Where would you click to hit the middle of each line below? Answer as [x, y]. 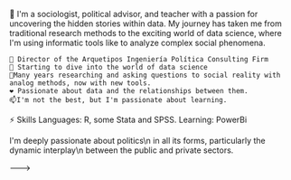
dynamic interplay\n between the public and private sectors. [122, 150]
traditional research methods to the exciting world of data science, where [145, 33]
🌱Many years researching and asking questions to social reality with [145, 75]
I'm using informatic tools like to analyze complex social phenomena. [137, 43]
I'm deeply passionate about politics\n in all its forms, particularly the [138, 141]
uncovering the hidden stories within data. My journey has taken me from [145, 24]
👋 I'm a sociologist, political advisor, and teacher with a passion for [134, 14]
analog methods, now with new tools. [80, 83]
